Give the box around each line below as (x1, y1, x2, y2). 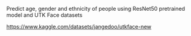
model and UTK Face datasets (6, 11, 83, 19)
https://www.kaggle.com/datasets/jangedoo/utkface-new (6, 23, 152, 30)
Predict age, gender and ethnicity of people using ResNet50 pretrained (6, 5, 185, 12)
